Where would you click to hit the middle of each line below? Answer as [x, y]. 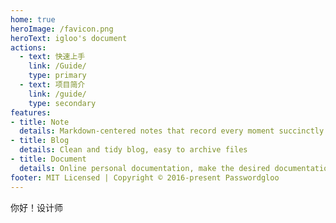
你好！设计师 [36, 207]
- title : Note [40, 122]
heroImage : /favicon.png [62, 29]
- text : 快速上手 [52, 57]
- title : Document [48, 159]
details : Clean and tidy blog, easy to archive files [133, 150]
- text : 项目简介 [52, 85]
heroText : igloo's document [69, 38]
